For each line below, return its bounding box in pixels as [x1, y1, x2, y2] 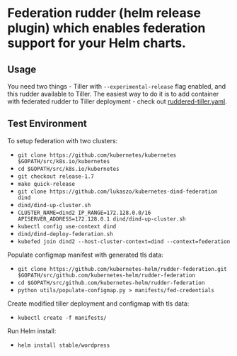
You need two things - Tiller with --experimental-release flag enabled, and [7, 82, 226, 90]
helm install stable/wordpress [17, 342, 110, 349]
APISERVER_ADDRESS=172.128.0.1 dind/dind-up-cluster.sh [17, 215, 186, 223]
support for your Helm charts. [7, 35, 186, 51]
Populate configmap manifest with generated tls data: [7, 250, 164, 259]
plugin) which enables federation [7, 20, 206, 36]
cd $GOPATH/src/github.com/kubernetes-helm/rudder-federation [17, 279, 205, 287]
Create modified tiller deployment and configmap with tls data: [7, 299, 190, 308]
